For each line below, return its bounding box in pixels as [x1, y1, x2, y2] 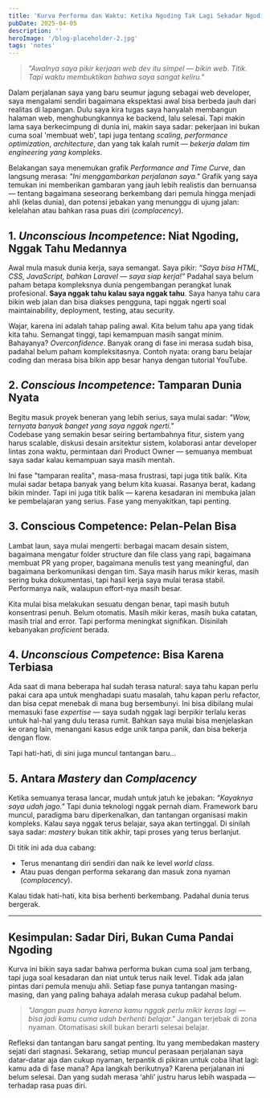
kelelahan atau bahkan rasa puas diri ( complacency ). [8, 206, 184, 215]
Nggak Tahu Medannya [8, 242, 127, 255]
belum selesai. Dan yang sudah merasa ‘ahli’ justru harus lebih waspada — [8, 1072, 256, 1081]
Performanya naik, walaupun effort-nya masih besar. [8, 583, 182, 593]
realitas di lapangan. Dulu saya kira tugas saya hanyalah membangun [8, 105, 237, 115]
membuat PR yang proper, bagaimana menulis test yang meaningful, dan [8, 557, 249, 567]
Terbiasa [8, 660, 54, 674]
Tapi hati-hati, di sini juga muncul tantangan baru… [8, 749, 177, 758]
